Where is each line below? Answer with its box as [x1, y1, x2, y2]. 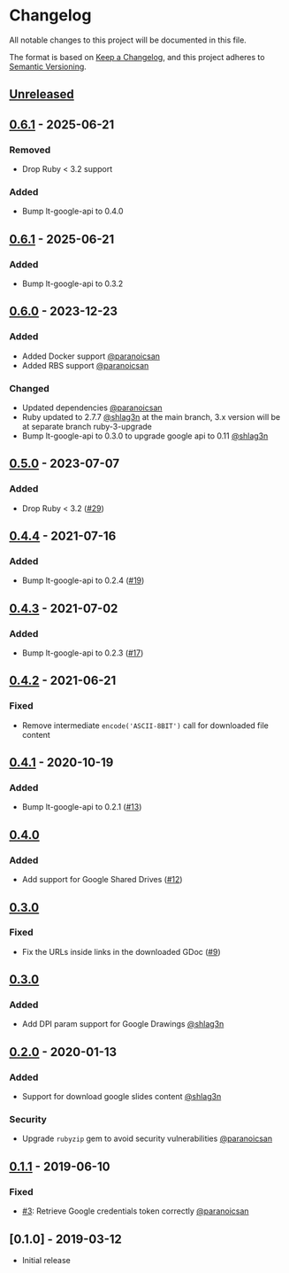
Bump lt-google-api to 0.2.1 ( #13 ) [21, 802, 142, 812]
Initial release [21, 1254, 71, 1265]
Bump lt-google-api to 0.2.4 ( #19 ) [21, 575, 145, 586]
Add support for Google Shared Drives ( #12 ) [21, 874, 183, 885]
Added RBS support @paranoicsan [21, 360, 149, 370]
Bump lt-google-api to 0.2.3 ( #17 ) [21, 648, 144, 658]
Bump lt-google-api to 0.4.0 [21, 206, 124, 217]
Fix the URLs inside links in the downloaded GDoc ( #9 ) [21, 946, 221, 957]
